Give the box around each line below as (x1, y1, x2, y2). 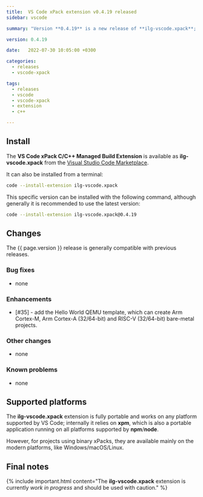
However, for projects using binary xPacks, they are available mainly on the (6, 438, 194, 445)
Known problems (6, 365, 58, 374)
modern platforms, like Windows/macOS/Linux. (6, 444, 124, 452)
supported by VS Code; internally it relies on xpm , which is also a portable (6, 419, 192, 427)
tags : (6, 80, 20, 87)
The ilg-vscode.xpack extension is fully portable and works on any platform (6, 413, 197, 420)
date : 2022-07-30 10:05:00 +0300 (6, 47, 96, 53)
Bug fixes (6, 266, 35, 275)
